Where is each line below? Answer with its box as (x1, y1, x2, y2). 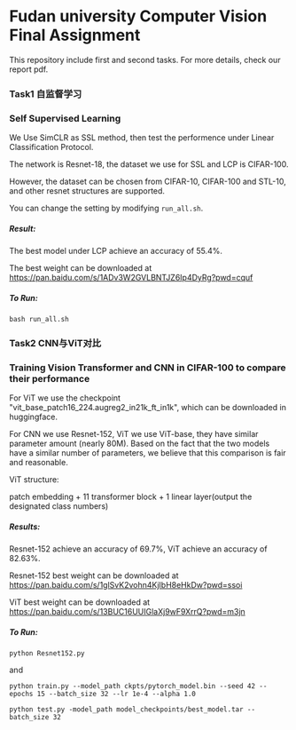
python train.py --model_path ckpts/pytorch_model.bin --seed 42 (9, 682, 255, 691)
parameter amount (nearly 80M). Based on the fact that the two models (9, 438, 270, 449)
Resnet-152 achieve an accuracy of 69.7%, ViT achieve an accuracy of (9, 544, 268, 554)
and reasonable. (9, 457, 68, 468)
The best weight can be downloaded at (9, 263, 152, 274)
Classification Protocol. (9, 142, 94, 153)
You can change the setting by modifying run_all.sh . (9, 202, 204, 214)
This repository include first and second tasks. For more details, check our (9, 54, 281, 65)
